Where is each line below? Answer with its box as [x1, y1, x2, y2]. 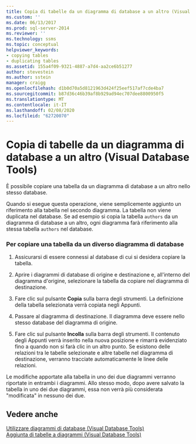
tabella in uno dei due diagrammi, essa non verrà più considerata [6, 386, 163, 393]
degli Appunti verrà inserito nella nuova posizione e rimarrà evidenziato [14, 337, 187, 344]
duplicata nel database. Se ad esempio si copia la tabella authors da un [6, 213, 178, 220]
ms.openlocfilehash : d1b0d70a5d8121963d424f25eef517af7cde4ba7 [6, 85, 164, 91]
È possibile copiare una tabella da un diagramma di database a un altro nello [6, 183, 191, 190]
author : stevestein [6, 69, 54, 75]
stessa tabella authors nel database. [6, 225, 94, 233]
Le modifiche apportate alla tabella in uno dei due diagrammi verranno [6, 373, 176, 380]
